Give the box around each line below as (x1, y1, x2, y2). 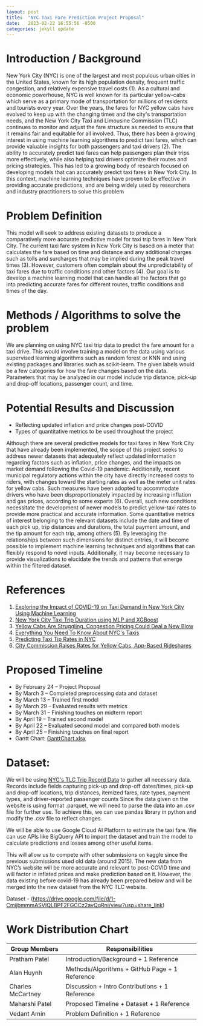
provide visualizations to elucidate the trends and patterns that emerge (6, 555, 182, 563)
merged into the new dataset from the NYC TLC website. (6, 883, 147, 890)
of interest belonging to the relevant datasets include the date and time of (6, 517, 189, 524)
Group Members (10, 944, 59, 953)
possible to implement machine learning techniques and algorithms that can (6, 543, 195, 549)
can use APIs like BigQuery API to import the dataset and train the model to (6, 833, 193, 840)
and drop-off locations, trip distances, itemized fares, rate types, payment (6, 789, 190, 796)
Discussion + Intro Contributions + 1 (65, 982, 168, 990)
